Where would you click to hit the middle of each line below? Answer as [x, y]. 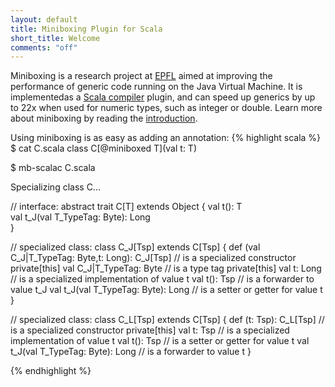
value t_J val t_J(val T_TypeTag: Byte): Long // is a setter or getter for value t [166, 290]
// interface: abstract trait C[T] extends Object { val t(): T [126, 207]
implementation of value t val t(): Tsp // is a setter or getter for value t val [160, 341]
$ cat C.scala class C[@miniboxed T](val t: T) [103, 148]
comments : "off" [44, 47]
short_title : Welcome [55, 38]
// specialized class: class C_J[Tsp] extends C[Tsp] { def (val [135, 247]
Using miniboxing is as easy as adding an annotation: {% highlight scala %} [166, 138]
